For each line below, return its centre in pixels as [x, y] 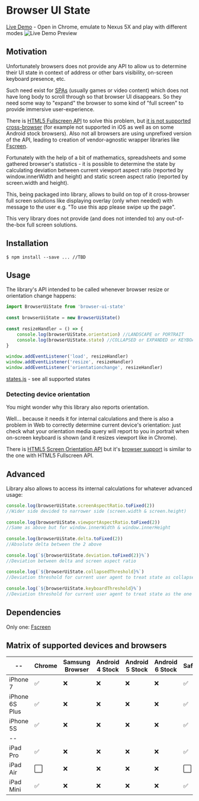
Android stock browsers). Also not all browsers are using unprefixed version [99, 133]
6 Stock [166, 670]
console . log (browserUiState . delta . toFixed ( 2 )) [65, 539]
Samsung [77, 662]
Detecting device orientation [48, 394]
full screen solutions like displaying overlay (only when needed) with [89, 200]
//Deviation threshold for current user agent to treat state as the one [99, 594]
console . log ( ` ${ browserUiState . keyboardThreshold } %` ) [74, 589]
